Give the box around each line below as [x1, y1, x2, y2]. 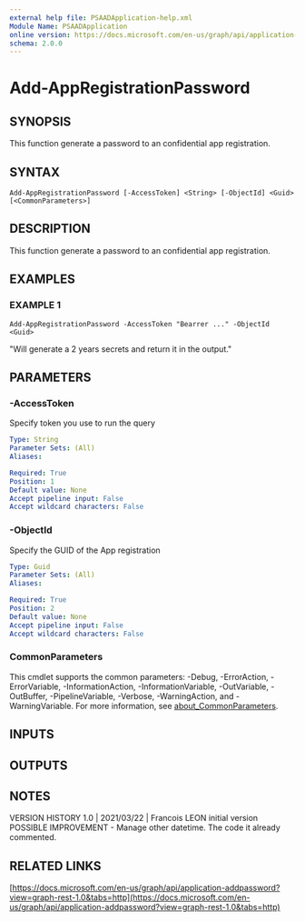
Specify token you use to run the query [9, 417, 156, 428]
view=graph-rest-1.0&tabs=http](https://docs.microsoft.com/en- [9, 892, 251, 903]
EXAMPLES [9, 272, 75, 287]
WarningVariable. [9, 700, 74, 711]
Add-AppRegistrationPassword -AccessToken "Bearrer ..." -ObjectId [9, 319, 271, 328]
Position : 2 [9, 604, 54, 614]
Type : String [9, 435, 59, 445]
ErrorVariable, [9, 681, 62, 692]
